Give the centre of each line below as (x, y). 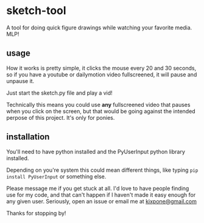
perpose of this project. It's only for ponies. (61, 117)
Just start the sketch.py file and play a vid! (59, 93)
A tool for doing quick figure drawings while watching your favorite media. (99, 27)
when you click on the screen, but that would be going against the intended (101, 111)
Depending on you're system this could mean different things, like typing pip (102, 170)
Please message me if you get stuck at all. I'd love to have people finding (98, 188)
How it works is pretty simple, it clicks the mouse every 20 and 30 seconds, (101, 68)
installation (28, 137)
